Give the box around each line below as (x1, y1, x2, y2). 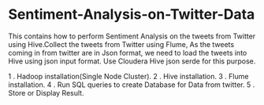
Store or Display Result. (8, 88, 84, 97)
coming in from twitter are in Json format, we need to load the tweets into (8, 48, 247, 57)
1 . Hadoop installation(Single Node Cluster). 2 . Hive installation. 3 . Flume (8, 71, 249, 81)
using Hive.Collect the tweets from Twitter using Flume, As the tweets (8, 39, 235, 49)
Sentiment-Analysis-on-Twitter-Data (8, 5, 255, 24)
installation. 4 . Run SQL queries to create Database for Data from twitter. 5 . (8, 80, 255, 89)
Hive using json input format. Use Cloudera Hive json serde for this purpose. (8, 56, 256, 66)
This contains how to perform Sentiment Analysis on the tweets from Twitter (8, 31, 256, 41)
